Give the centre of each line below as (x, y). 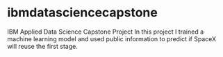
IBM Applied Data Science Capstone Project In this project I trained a (105, 32)
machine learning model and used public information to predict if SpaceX (112, 38)
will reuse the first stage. (42, 46)
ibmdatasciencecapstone (82, 13)
